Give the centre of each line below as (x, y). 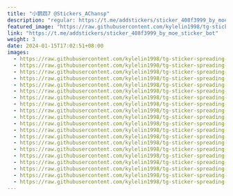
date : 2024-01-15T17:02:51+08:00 (55, 46)
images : (18, 53)
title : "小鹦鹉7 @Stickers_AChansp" (59, 14)
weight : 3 (21, 40)
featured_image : (31, 26)
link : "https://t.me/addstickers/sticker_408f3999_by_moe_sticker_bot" (113, 33)
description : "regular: (42, 20)
